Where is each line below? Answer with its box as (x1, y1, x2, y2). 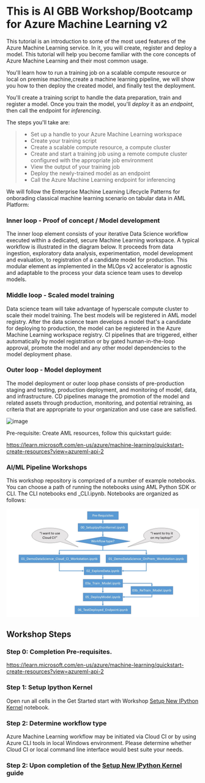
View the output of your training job (30, 163, 121, 170)
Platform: (6, 201, 29, 208)
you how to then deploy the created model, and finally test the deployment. (6, 81, 196, 89)
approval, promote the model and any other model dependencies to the (6, 344, 187, 351)
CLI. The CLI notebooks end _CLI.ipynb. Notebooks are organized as (6, 490, 179, 497)
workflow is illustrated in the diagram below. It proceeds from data (6, 243, 173, 250)
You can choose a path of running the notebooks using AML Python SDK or (6, 484, 196, 491)
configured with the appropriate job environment (30, 156, 153, 163)
